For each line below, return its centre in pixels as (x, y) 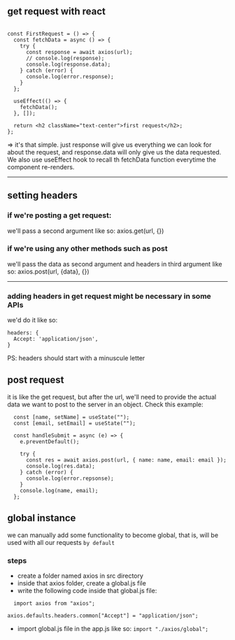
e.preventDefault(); (50, 441)
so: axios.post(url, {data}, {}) (48, 271)
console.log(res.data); (60, 466)
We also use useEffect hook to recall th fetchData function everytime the (112, 159)
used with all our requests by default (61, 542)
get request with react (57, 12)
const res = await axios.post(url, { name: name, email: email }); (126, 460)
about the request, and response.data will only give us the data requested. (114, 152)
